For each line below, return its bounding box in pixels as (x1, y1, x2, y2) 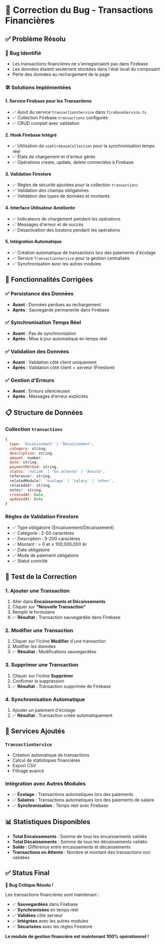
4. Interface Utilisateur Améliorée (5, 205, 75, 210)
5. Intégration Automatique (5, 239, 62, 245)
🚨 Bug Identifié (5, 50, 41, 56)
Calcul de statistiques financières (12, 757, 81, 763)
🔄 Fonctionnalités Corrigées (5, 275, 93, 284)
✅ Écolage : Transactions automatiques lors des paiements (12, 791, 134, 797)
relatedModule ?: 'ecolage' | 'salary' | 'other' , (9, 478, 114, 483)
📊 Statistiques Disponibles (5, 818, 91, 826)
